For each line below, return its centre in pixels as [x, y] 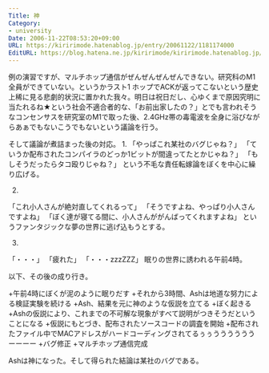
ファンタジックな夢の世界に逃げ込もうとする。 [92, 227]
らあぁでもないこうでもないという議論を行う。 [85, 127]
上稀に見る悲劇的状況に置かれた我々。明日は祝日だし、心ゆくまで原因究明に [134, 97]
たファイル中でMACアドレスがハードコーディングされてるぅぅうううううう [132, 333]
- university [30, 30]
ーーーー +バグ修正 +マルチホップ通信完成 [78, 343]
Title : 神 [24, 16]
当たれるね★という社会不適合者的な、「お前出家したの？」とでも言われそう [133, 107]
